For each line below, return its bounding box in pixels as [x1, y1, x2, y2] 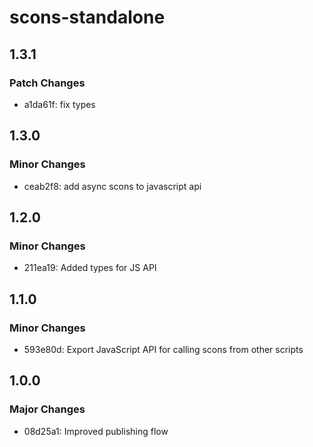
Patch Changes [9, 76, 86, 90]
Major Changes [9, 402, 86, 416]
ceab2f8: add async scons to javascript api [23, 180, 202, 192]
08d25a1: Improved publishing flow [23, 425, 169, 437]
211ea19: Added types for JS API [23, 262, 157, 274]
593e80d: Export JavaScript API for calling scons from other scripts [23, 343, 304, 355]
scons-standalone [9, 6, 166, 29]
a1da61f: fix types [23, 98, 96, 110]
